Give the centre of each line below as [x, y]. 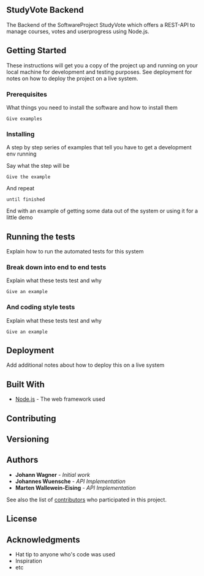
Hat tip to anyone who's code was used [65, 555]
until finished [26, 200]
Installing [21, 134]
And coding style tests [41, 307]
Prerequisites [27, 94]
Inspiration [28, 561]
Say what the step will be [38, 166]
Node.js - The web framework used [60, 399]
